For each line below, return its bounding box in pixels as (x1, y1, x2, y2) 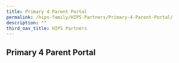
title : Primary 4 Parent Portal (6, 8, 87, 15)
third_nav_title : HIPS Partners (6, 25, 87, 31)
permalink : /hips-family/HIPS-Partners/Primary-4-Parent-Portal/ (6, 14, 173, 20)
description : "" (6, 20, 47, 26)
